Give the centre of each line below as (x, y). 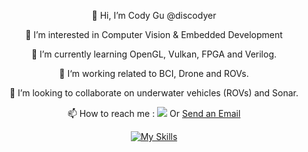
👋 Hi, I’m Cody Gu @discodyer (154, 15)
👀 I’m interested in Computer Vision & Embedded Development (154, 34)
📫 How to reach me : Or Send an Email (154, 113)
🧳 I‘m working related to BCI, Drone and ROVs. (154, 73)
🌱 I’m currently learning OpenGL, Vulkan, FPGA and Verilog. (154, 54)
